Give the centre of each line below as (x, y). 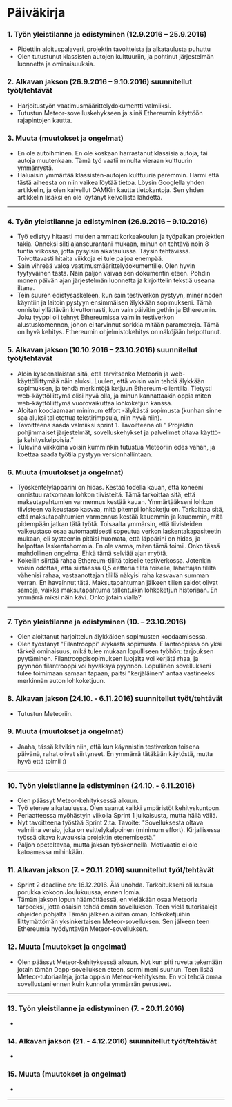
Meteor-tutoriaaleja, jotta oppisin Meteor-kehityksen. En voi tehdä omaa (119, 976)
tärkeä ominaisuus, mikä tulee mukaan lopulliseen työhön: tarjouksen (115, 651)
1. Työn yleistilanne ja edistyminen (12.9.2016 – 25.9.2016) (107, 35)
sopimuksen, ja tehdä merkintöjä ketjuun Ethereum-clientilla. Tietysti (114, 388)
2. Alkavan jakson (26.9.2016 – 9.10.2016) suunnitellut (99, 82)
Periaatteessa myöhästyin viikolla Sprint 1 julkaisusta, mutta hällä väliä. (117, 816)
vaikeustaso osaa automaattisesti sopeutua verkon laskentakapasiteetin (119, 531)
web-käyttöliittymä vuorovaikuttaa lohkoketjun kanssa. (95, 403)
